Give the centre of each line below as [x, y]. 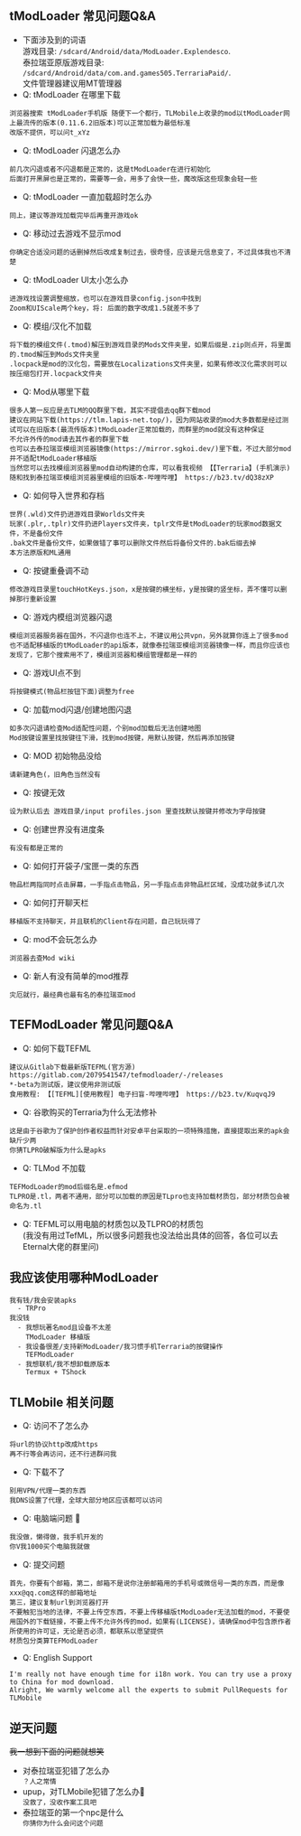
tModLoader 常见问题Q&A [82, 16]
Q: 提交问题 [44, 1565]
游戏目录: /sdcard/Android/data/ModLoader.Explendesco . [127, 51]
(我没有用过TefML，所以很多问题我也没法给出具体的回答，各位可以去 [150, 1235]
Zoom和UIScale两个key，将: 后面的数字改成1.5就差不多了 [105, 308]
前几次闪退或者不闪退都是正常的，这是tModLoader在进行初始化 [110, 169]
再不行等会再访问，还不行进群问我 [63, 1454]
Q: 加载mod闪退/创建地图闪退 [77, 709]
